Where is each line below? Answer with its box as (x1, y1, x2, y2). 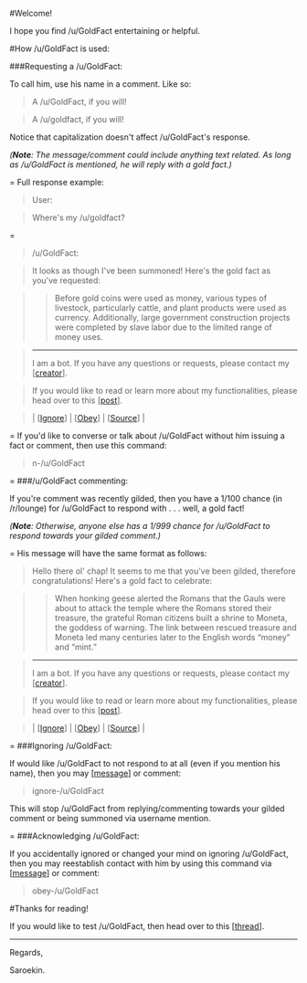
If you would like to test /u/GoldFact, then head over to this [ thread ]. (9, 921, 265, 931)
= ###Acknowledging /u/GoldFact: (9, 830, 140, 841)
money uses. (54, 332, 103, 342)
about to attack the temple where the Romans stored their (54, 603, 272, 613)
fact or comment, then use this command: (9, 440, 167, 450)
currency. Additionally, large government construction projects (54, 312, 291, 322)
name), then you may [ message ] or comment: (9, 767, 182, 778)
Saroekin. (9, 965, 46, 976)
